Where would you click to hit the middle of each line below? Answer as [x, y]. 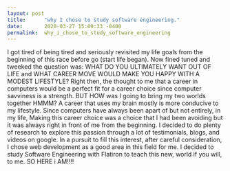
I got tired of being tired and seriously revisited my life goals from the [105, 52]
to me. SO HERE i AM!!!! [41, 161]
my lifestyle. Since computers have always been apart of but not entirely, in [114, 111]
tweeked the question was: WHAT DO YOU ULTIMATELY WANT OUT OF [109, 67]
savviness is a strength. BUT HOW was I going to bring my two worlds [107, 96]
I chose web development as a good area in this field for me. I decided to [111, 147]
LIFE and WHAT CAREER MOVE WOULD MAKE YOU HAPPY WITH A [103, 74]
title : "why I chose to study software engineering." [94, 20]
